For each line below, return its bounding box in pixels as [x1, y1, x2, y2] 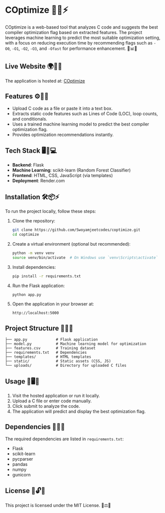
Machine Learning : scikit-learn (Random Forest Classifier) [12, 167, 131, 173]
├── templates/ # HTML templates [5, 354, 92, 359]
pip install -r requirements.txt [12, 273, 81, 279]
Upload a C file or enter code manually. [12, 398, 92, 404]
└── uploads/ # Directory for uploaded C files [5, 363, 127, 368]
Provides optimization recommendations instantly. [12, 131, 114, 137]
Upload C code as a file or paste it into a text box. [12, 105, 113, 111]
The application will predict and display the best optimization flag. [12, 409, 146, 415]
